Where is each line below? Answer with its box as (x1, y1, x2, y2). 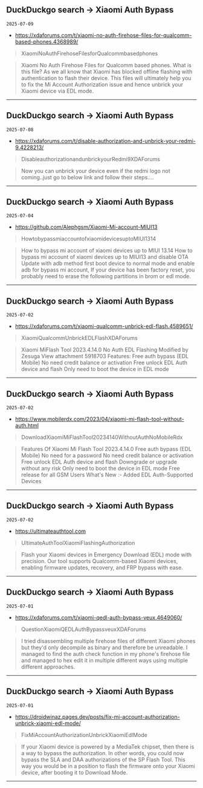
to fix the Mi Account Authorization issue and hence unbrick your (21, 81, 184, 88)
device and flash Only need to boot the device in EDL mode (21, 366, 169, 373)
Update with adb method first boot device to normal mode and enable (21, 260, 195, 267)
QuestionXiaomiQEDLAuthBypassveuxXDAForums (21, 626, 146, 633)
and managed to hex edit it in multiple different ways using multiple (21, 656, 188, 664)
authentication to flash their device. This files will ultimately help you (21, 74, 192, 81)
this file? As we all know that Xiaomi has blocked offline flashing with (21, 68, 193, 75)
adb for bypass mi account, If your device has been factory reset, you (21, 266, 195, 273)
